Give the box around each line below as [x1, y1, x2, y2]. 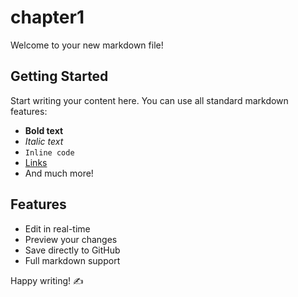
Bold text [24, 124, 64, 136]
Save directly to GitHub [24, 244, 121, 256]
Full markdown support [24, 254, 121, 266]
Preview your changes [24, 233, 118, 245]
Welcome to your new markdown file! [10, 39, 164, 51]
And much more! [24, 167, 94, 179]
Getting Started [10, 68, 109, 85]
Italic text [24, 135, 64, 147]
